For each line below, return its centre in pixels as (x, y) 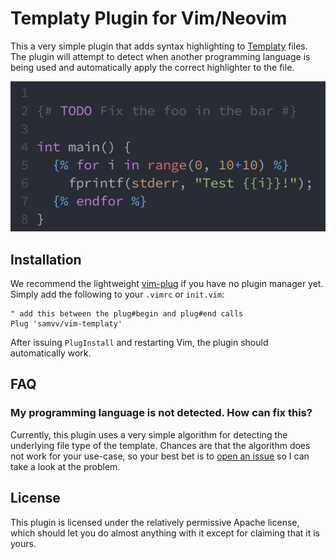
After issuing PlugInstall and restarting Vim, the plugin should (139, 342)
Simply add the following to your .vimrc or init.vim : (117, 294)
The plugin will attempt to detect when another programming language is (160, 56)
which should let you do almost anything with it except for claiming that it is (165, 533)
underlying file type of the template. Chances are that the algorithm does (160, 445)
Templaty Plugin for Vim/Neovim (149, 18)
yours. (23, 543)
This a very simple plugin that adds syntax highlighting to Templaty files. (159, 46)
